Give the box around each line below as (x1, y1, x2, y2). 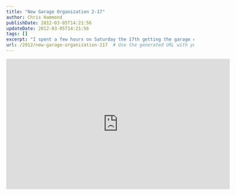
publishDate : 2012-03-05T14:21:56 (6, 20, 92, 26)
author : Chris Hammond (6, 14, 63, 20)
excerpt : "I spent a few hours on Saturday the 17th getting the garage (6, 36, 191, 42)
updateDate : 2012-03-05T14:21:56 (6, 25, 89, 32)
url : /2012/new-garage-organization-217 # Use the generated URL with (6, 42, 188, 48)
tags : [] (6, 31, 28, 37)
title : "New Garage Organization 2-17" (6, 8, 105, 15)
